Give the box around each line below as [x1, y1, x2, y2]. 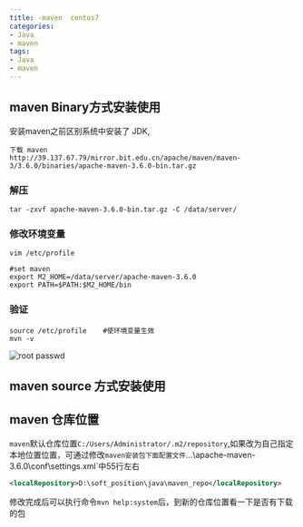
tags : [9, 47, 30, 56]
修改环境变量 [9, 228, 66, 240]
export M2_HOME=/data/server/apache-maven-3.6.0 [9, 273, 197, 282]
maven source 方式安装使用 [9, 378, 166, 394]
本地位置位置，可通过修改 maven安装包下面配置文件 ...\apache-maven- [9, 449, 256, 460]
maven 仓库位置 [9, 412, 100, 427]
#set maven [9, 265, 51, 274]
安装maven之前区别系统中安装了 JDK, [9, 125, 151, 136]
